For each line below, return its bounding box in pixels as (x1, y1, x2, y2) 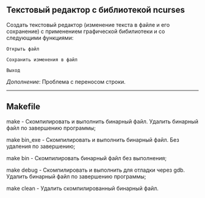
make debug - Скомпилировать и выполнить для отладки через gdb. (6, 166, 185, 174)
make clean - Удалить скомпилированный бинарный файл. (6, 185, 159, 192)
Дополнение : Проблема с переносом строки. (6, 78, 126, 85)
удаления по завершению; (6, 142, 76, 150)
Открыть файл (6, 46, 40, 52)
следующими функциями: (6, 34, 74, 42)
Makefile (6, 101, 41, 112)
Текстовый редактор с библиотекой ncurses (6, 5, 185, 15)
